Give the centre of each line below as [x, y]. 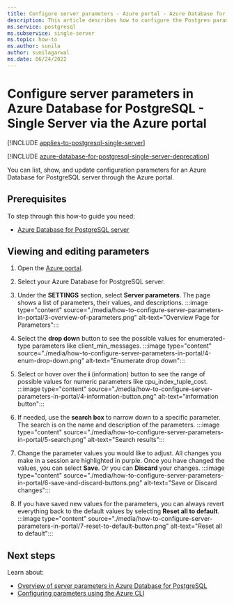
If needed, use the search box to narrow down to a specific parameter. [119, 418]
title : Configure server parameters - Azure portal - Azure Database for [117, 14]
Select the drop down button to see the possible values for [102, 339]
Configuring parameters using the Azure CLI [81, 594]
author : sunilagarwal [39, 53]
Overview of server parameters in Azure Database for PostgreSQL [112, 586]
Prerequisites [37, 199]
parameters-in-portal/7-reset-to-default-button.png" [93, 526]
